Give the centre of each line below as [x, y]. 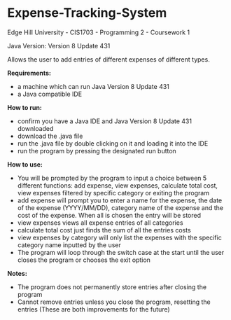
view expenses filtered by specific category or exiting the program [113, 193]
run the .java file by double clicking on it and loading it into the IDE [113, 143]
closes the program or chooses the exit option [84, 260]
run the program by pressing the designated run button [97, 151]
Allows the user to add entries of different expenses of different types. [108, 59]
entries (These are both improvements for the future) [93, 309]
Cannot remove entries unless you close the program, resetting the [114, 302]
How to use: [25, 164]
